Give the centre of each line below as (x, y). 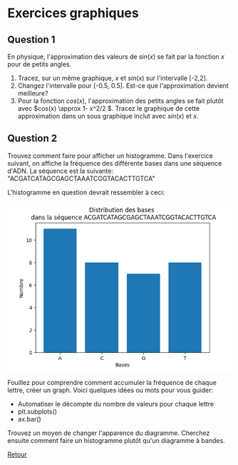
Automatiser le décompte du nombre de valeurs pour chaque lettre (116, 404)
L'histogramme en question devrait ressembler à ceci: (86, 192)
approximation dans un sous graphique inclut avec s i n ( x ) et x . (108, 116)
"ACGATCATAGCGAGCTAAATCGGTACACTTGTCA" (81, 178)
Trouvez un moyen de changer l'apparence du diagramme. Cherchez (109, 433)
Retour (17, 454)
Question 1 (31, 40)
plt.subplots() (37, 411)
